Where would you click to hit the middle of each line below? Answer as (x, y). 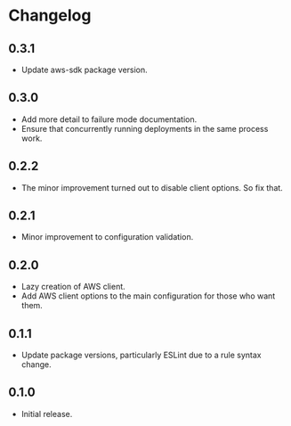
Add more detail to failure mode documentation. (109, 119)
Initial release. (47, 414)
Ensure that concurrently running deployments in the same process (145, 128)
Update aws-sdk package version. (84, 70)
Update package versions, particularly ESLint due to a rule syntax (141, 355)
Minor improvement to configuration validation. (107, 237)
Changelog (50, 16)
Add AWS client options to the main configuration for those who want (148, 296)
